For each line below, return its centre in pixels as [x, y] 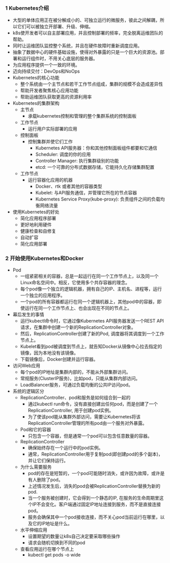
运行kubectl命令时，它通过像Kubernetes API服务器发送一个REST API [92, 321]
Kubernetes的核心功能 [36, 78]
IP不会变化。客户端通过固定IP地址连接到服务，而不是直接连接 [97, 504]
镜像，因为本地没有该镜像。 [49, 353]
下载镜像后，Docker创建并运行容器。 [59, 359]
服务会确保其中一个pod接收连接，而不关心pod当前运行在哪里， [94, 517]
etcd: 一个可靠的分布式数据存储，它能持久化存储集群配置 [95, 167]
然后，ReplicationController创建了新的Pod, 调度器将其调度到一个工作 [92, 333]
